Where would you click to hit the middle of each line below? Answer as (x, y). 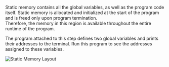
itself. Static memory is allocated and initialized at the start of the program (82, 13)
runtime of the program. (30, 29)
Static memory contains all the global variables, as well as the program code (85, 7)
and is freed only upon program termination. (51, 18)
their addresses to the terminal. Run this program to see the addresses (79, 44)
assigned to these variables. (35, 49)
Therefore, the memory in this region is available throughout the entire (78, 23)
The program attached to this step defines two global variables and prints (82, 38)
